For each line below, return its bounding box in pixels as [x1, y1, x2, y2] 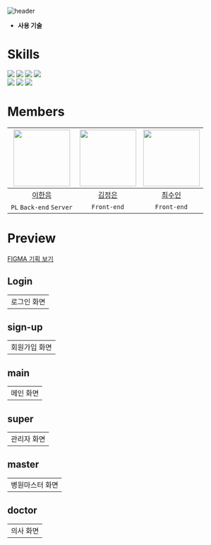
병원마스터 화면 [11, 480, 59, 490]
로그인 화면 [11, 297, 46, 306]
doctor [7, 505, 37, 517]
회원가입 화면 [11, 342, 52, 352]
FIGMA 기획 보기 [7, 254, 54, 263]
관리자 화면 [11, 434, 46, 444]
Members [7, 104, 65, 120]
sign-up [7, 321, 43, 333]
